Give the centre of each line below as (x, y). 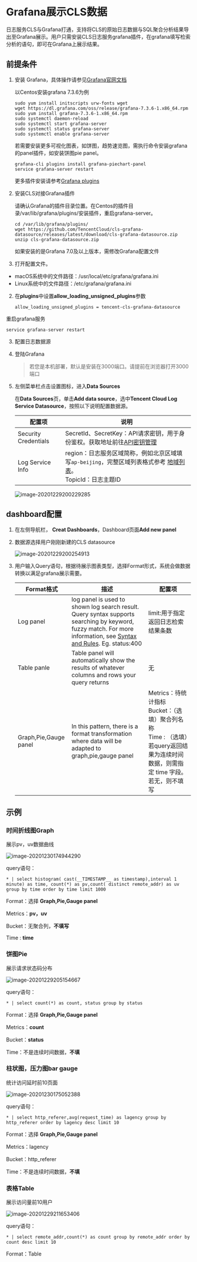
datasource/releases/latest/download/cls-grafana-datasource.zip (96, 234)
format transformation (101, 733)
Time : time (20, 938)
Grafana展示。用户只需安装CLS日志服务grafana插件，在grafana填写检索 (103, 36)
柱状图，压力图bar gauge (42, 1068)
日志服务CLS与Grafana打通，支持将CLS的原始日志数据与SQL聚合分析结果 (95, 29)
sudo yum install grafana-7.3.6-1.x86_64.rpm (71, 113)
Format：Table (24, 1254)
